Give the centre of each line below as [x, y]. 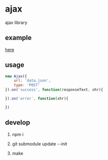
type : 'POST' [27, 85]
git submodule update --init [39, 144]
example [18, 38]
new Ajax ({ [16, 76]
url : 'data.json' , [32, 81]
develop [18, 123]
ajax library [16, 22]
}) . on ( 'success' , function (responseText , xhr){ [54, 90]
